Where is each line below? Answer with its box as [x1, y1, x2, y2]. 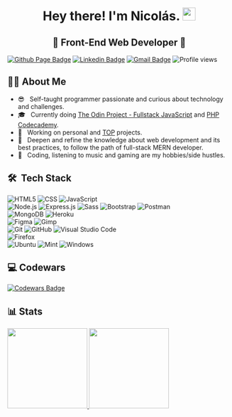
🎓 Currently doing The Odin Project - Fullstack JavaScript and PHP [17, 110, 220, 119]
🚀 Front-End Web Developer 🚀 [52, 36, 187, 48]
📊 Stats [7, 305, 43, 317]
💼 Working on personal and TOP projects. [17, 128, 143, 137]
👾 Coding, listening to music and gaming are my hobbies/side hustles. [17, 150, 226, 159]
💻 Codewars [7, 262, 66, 274]
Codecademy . [17, 120, 59, 129]
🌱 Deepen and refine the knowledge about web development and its [17, 135, 221, 144]
